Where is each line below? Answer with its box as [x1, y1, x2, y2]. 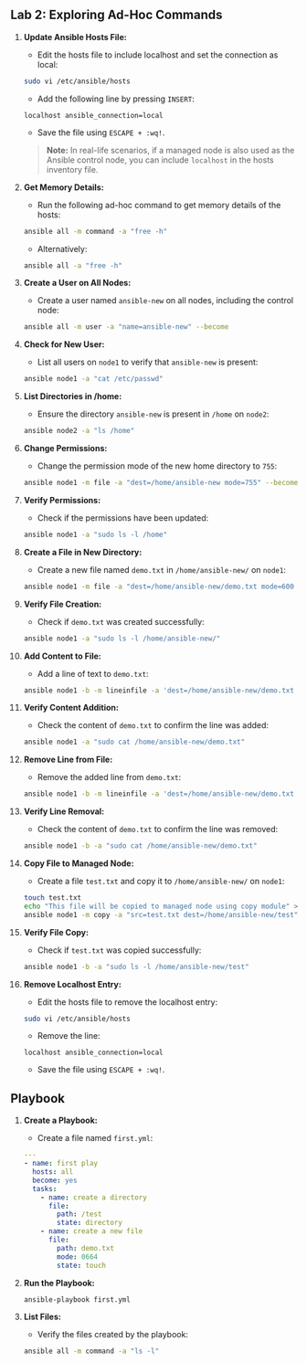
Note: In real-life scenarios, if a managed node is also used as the [46, 144, 295, 155]
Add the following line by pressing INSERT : [37, 93, 196, 104]
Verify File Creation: [23, 598, 102, 609]
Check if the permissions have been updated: [37, 512, 209, 523]
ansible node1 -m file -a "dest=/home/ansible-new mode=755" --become [23, 479, 299, 488]
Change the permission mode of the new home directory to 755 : [37, 460, 278, 471]
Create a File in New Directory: [23, 546, 143, 557]
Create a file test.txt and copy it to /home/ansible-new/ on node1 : [37, 876, 285, 887]
